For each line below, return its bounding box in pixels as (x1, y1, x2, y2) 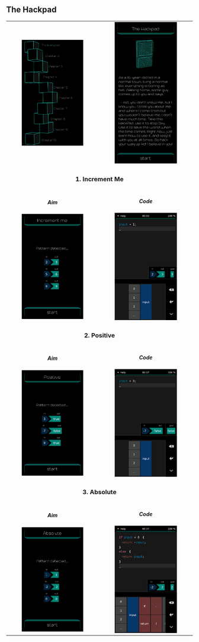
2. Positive (84, 331, 115, 339)
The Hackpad (6, 5, 57, 15)
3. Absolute (82, 488, 117, 496)
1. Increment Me (75, 175, 124, 183)
